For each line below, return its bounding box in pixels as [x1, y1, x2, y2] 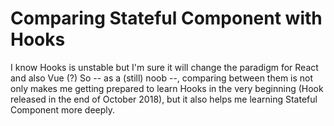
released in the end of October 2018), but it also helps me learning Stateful [10, 93, 318, 105]
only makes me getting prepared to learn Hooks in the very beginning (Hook [10, 82, 324, 94]
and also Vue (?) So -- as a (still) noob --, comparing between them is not [10, 72, 314, 84]
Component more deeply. [10, 103, 116, 116]
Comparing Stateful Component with [10, 7, 323, 30]
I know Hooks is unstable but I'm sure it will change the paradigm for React [10, 61, 319, 73]
